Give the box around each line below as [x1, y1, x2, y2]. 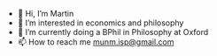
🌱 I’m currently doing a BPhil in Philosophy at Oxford [17, 27, 209, 37]
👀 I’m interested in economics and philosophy [17, 17, 184, 28]
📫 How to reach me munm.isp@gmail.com [17, 37, 174, 47]
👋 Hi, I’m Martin [17, 9, 74, 18]
